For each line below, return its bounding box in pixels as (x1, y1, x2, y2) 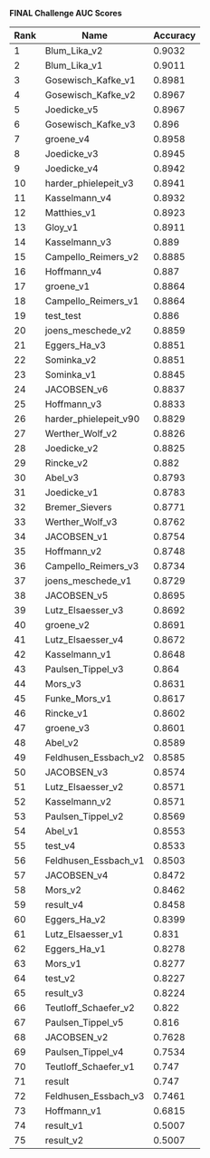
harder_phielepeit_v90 (44, 412, 140, 425)
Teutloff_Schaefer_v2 (44, 1001, 136, 1014)
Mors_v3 (44, 678, 81, 690)
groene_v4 (44, 133, 91, 145)
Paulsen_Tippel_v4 (44, 1046, 124, 1058)
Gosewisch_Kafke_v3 (44, 118, 136, 130)
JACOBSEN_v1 (44, 530, 109, 543)
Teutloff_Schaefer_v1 (44, 1060, 136, 1073)
